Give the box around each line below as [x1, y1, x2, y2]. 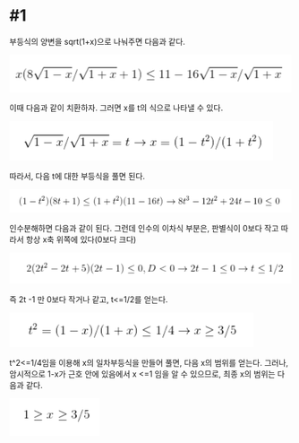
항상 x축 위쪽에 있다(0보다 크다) [25, 234, 137, 245]
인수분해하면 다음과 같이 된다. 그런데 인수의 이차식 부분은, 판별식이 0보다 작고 [9, 223, 279, 234]
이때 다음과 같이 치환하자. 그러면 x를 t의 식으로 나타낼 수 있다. [9, 102, 224, 113]
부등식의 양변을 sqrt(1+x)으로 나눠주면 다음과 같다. [9, 36, 186, 47]
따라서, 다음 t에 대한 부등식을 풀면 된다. [9, 171, 146, 182]
